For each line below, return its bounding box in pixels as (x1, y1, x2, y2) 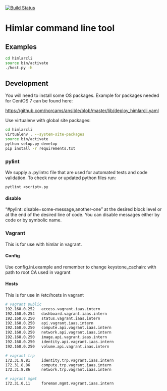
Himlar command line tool (5, 23, 115, 34)
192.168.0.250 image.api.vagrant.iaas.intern (5, 334, 107, 340)
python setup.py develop (5, 141, 58, 146)
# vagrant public (5, 302, 42, 307)
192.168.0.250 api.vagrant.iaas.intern (5, 320, 94, 325)
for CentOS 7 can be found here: (5, 98, 73, 104)
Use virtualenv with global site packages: (5, 118, 91, 124)
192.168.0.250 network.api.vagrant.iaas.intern (5, 330, 112, 335)
